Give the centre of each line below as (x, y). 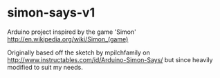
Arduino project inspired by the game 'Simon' (72, 32)
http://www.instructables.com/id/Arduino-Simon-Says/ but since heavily (110, 59)
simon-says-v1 (51, 13)
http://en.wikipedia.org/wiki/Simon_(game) (68, 39)
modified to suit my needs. (45, 67)
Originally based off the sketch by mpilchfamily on (79, 52)
